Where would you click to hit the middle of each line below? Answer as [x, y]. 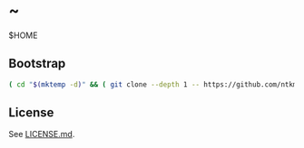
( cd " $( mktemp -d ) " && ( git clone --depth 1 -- [104, 84]
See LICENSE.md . [42, 134]
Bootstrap [37, 64]
